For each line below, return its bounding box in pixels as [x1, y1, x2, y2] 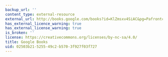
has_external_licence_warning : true [5, 21, 81, 26]
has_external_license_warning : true [5, 26, 81, 31]
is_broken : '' [5, 30, 35, 35]
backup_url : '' [5, 7, 37, 12]
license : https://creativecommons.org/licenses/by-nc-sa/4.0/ [5, 35, 137, 40]
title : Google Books [5, 40, 48, 45]
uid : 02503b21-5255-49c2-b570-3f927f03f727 [5, 44, 97, 49]
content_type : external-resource [5, 12, 75, 17]
